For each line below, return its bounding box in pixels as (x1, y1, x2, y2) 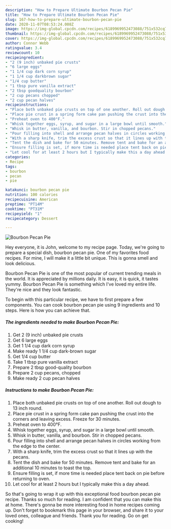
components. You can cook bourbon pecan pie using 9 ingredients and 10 (5, 302, 160, 308)
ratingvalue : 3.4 (5, 45, 42, 51)
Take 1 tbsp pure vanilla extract (12, 359, 78, 365)
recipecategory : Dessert (5, 216, 58, 221)
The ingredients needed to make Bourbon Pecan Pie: (5, 319, 119, 325)
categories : (5, 155, 31, 160)
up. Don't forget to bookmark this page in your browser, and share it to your (5, 507, 164, 513)
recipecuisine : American (5, 197, 58, 202)
